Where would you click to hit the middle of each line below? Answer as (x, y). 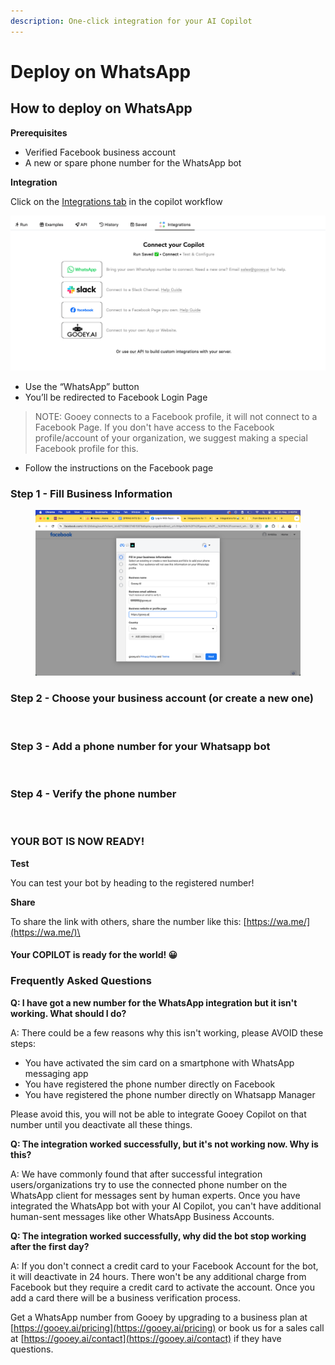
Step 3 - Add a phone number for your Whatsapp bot (140, 746)
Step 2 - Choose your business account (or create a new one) (162, 698)
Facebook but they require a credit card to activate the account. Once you (162, 1287)
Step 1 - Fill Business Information (91, 494)
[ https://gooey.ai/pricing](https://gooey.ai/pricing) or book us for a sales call (167, 1327)
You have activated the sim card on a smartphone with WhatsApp (159, 1062)
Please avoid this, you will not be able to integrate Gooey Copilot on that (158, 1114)
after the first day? (50, 1246)
